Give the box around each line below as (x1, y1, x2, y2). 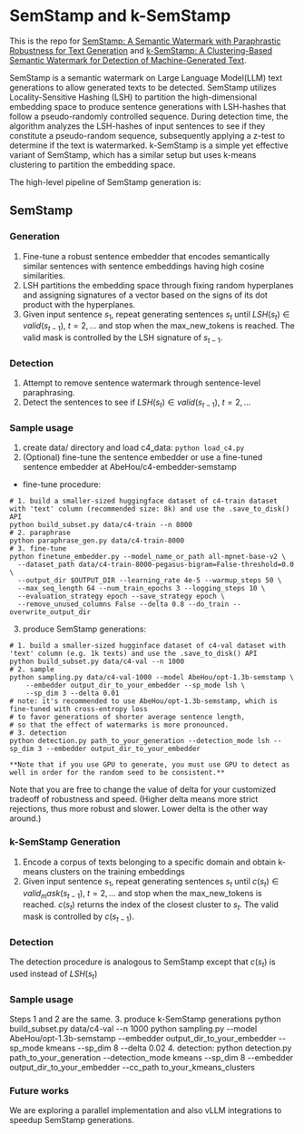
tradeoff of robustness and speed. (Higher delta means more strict (9, 794, 259, 805)
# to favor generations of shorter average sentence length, (9, 713, 246, 722)
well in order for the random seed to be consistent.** (9, 768, 225, 777)
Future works (9, 1085, 70, 1097)
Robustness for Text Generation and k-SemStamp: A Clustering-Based (9, 44, 273, 55)
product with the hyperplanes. (22, 298, 136, 309)
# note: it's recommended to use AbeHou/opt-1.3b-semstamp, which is (9, 697, 279, 706)
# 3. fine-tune (9, 544, 67, 553)
